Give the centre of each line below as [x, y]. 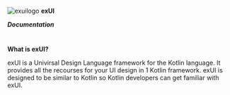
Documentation [31, 24]
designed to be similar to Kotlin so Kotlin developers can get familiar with [113, 78]
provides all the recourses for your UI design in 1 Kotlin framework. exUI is [115, 70]
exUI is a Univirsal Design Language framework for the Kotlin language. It [114, 63]
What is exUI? [28, 49]
